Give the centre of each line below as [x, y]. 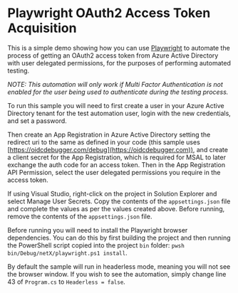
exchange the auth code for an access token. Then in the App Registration [117, 164]
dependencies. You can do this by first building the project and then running [119, 238]
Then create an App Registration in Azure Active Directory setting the [109, 134]
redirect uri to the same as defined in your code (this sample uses [104, 142]
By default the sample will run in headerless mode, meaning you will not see [119, 266]
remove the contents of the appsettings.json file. [80, 216]
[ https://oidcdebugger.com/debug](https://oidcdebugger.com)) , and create [118, 149]
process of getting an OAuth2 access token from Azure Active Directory [113, 55]
